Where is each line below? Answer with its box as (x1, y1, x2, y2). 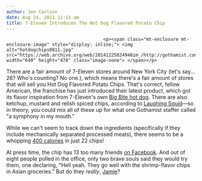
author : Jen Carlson (6, 8, 58, 15)
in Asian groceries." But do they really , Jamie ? (6, 168, 120, 175)
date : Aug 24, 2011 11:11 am (6, 14, 79, 20)
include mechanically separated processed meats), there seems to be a (6, 130, 183, 138)
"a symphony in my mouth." (6, 112, 75, 120)
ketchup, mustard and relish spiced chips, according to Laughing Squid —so (6, 100, 194, 107)
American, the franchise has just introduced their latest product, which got (6, 87, 191, 94)
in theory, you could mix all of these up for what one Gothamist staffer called (6, 106, 196, 114)
